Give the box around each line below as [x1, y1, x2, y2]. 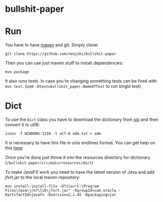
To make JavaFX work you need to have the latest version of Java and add [5, 169, 155, 175]
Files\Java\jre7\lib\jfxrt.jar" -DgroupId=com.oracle [5, 188, 117, 193]
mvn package [5, 69, 29, 74]
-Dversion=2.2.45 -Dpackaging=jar [46, 192, 117, 198]
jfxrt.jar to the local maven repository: [5, 175, 80, 180]
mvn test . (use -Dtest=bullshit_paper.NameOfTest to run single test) [5, 83, 141, 89]
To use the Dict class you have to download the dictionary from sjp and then [5, 116, 159, 123]
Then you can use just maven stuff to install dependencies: [5, 60, 124, 66]
